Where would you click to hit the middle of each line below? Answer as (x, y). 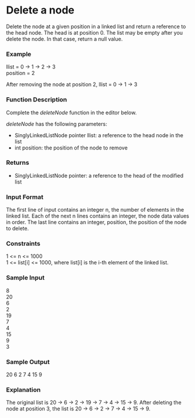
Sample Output (28, 362)
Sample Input (25, 278)
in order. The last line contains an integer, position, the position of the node (96, 222)
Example (19, 54)
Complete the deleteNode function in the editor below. (71, 113)
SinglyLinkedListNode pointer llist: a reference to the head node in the (99, 135)
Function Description (37, 100)
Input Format (25, 197)
